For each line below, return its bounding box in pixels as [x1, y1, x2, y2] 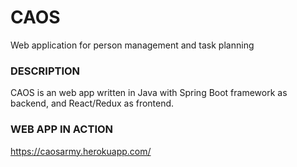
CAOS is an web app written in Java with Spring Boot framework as [10, 87, 288, 99]
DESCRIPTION [10, 64, 81, 78]
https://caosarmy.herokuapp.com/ [10, 145, 152, 157]
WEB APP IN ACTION [10, 122, 114, 136]
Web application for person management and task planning [10, 39, 255, 51]
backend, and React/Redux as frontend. [10, 97, 175, 110]
